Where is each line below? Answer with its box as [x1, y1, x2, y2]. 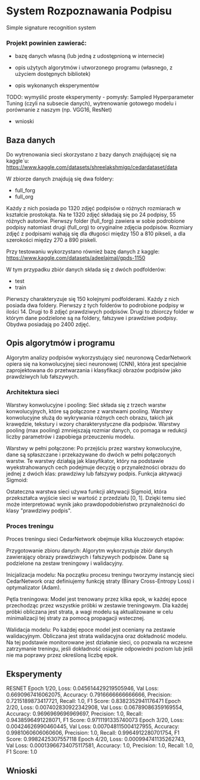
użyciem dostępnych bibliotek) [14, 70, 91, 78]
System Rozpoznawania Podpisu [6, 4, 172, 18]
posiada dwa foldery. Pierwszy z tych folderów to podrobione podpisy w [6, 302, 184, 309]
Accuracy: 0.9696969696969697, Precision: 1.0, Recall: [6, 710, 143, 717]
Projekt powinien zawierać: [6, 39, 87, 47]
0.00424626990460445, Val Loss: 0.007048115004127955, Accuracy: [6, 723, 180, 730]
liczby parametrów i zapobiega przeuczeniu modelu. [6, 433, 136, 440]
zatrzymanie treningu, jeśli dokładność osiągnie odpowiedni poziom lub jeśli [6, 645, 193, 652]
